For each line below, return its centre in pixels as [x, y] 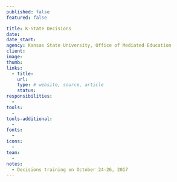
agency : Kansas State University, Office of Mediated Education [89, 45]
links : [14, 68]
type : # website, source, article [60, 85]
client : [16, 51]
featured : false [27, 18]
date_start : [21, 40]
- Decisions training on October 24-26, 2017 [70, 170]
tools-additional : [29, 119]
